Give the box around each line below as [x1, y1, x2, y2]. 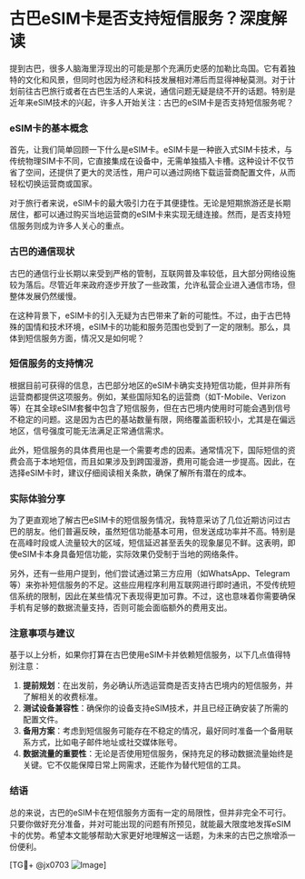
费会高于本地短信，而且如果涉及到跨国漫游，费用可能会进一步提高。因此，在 [9, 455, 296, 466]
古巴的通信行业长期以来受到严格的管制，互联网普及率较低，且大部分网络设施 [9, 267, 296, 278]
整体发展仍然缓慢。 [9, 290, 82, 301]
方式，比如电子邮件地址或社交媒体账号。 [30, 737, 182, 748]
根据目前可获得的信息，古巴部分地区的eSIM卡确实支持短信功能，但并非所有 [9, 379, 291, 391]
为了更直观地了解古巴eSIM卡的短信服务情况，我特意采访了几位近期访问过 [9, 514, 283, 525]
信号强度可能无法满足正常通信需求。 [33, 425, 169, 436]
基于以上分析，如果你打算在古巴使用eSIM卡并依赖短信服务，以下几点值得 [9, 649, 283, 660]
